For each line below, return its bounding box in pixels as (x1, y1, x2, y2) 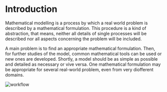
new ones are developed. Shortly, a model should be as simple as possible (5, 56, 158, 62)
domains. (5, 72, 24, 78)
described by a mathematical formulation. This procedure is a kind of (5, 25, 147, 31)
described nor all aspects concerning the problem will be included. (5, 36, 142, 42)
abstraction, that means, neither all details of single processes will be (5, 30, 147, 36)
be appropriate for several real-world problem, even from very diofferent (5, 66, 154, 73)
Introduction (5, 3, 58, 15)
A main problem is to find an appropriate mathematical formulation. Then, (5, 45, 156, 51)
